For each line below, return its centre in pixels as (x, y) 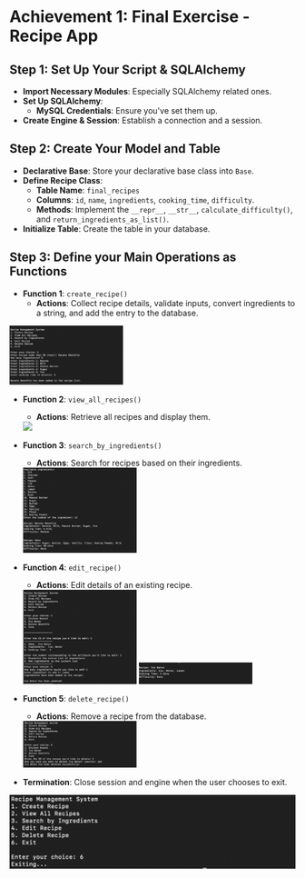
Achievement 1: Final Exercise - (130, 17)
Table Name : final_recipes (88, 190)
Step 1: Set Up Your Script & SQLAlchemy (128, 70)
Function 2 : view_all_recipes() (82, 399)
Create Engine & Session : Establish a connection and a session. (143, 120)
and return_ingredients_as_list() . (103, 219)
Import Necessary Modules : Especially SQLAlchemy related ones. (147, 91)
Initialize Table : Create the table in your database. (116, 228)
